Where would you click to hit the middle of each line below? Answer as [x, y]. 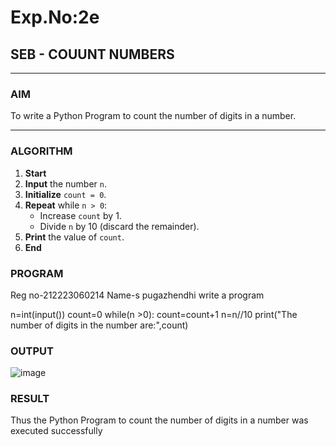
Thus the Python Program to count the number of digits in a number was [159, 420]
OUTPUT [32, 351]
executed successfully [56, 431]
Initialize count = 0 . [65, 194]
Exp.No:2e [55, 17]
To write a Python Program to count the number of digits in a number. [153, 116]
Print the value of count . [74, 237]
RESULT [30, 399]
